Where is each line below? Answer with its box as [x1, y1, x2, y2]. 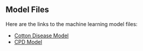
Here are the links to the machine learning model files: [5, 20, 138, 27]
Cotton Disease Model [14, 32, 69, 39]
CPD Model [14, 38, 43, 45]
